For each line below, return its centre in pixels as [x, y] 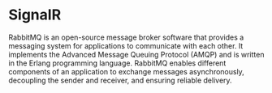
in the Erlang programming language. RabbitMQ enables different [117, 63]
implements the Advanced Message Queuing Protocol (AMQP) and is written [136, 54]
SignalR [35, 15]
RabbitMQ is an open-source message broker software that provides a [126, 37]
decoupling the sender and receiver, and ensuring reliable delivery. [121, 80]
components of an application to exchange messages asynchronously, [127, 71]
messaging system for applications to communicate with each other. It [126, 45]
